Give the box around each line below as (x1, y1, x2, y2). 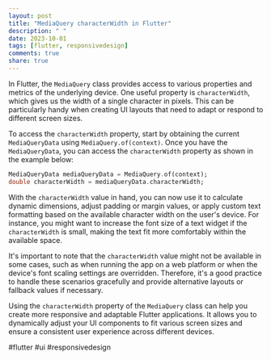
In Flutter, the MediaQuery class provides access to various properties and (8, 78, 252, 89)
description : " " (8, 27, 67, 35)
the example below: (8, 154, 74, 164)
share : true (8, 57, 49, 65)
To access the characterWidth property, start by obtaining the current (8, 128, 240, 138)
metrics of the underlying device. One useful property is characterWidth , (8, 87, 251, 97)
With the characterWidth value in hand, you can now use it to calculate (8, 192, 243, 202)
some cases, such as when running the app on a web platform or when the (8, 259, 258, 269)
